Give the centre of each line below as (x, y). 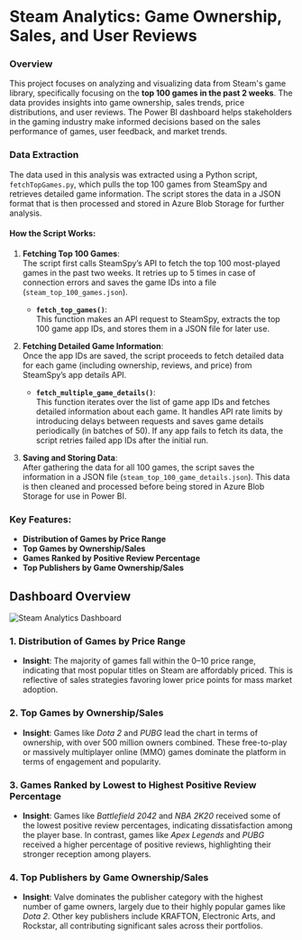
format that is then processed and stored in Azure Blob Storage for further (147, 203)
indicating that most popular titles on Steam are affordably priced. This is (157, 670)
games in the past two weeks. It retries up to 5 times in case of (139, 272)
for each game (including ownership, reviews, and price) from (137, 365)
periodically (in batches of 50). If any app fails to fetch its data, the (160, 430)
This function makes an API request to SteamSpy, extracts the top (158, 318)
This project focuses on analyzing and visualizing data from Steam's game (148, 84)
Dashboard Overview (70, 596)
